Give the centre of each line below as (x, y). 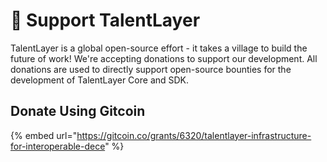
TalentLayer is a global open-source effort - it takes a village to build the (159, 48)
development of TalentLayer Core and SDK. (100, 80)
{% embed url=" (44, 135)
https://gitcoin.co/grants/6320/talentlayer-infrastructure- (194, 135)
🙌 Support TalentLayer (105, 20)
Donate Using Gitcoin (78, 111)
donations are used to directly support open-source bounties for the (151, 69)
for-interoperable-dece (58, 146)
